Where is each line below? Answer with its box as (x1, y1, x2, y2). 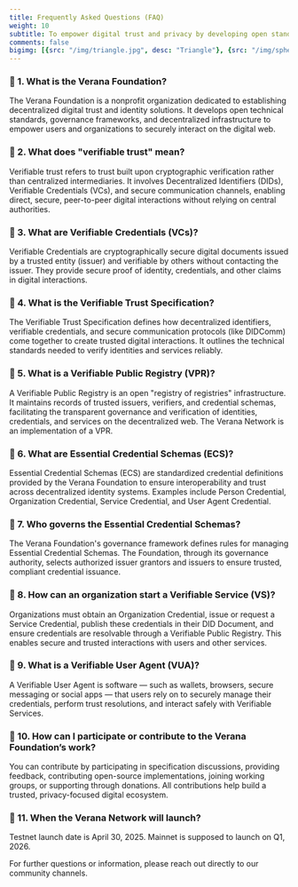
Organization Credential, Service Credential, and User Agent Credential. (9, 495, 271, 506)
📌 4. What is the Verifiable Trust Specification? (9, 297, 215, 309)
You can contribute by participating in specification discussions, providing (9, 761, 280, 772)
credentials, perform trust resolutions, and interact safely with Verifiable (9, 698, 272, 709)
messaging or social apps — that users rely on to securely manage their (9, 689, 272, 700)
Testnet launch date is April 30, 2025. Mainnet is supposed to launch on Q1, (9, 832, 286, 843)
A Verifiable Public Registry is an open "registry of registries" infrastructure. (9, 387, 286, 398)
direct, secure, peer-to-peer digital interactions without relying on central (9, 194, 277, 205)
